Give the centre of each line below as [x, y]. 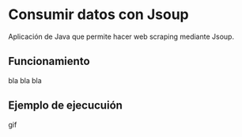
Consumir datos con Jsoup [98, 15]
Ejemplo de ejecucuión [65, 106]
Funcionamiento [49, 61]
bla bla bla [25, 80]
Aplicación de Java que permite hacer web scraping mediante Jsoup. [121, 36]
